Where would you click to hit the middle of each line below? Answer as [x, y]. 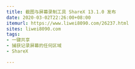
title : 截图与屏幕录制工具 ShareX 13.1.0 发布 [61, 12]
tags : [13, 34]
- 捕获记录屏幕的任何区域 [34, 46]
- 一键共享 [18, 40]
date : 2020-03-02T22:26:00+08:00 [49, 18]
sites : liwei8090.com [34, 29]
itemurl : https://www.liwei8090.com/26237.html [68, 23]
